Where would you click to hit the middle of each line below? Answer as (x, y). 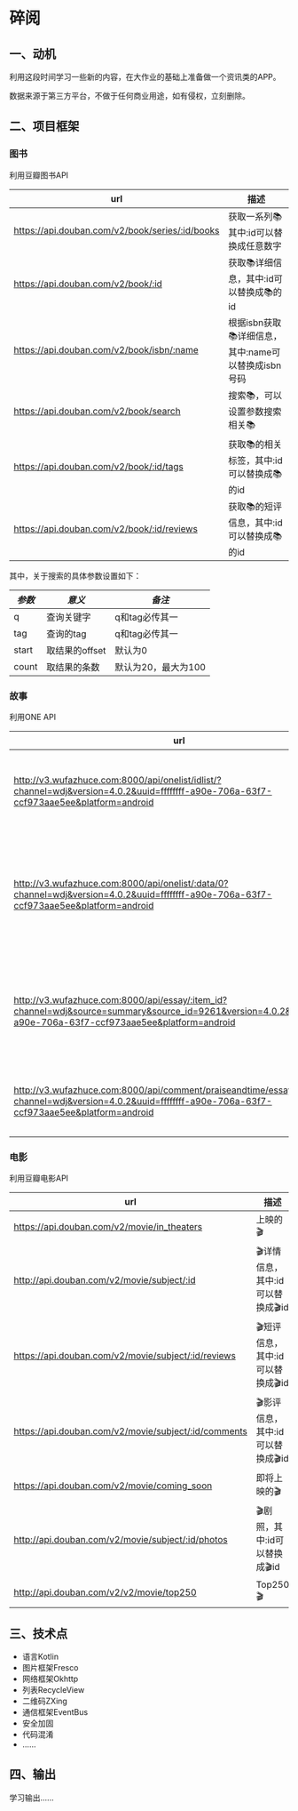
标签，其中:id (255, 461)
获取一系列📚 (255, 216)
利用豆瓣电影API (39, 1178)
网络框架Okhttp (50, 1679)
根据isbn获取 (255, 323)
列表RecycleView (53, 1690)
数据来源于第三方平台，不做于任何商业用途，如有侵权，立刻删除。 (129, 96)
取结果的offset (76, 650)
